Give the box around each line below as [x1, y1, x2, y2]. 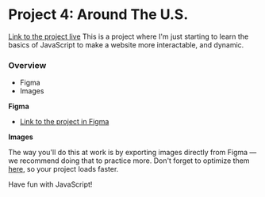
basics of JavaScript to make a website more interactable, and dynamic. [8, 40, 244, 49]
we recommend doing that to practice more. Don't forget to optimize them [8, 156, 250, 165]
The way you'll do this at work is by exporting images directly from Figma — [8, 148, 257, 157]
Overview [8, 59, 47, 70]
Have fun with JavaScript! [8, 180, 93, 189]
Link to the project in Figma [19, 117, 109, 127]
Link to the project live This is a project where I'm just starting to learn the [8, 32, 249, 41]
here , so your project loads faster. [8, 165, 119, 174]
